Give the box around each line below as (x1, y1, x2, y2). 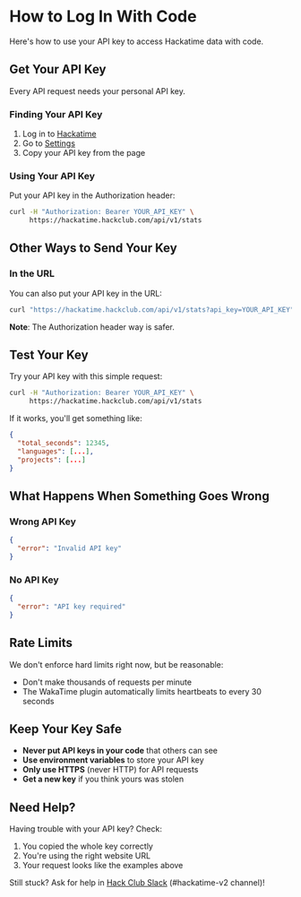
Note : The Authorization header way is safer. (9, 321, 175, 332)
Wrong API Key (9, 515, 76, 528)
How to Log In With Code (9, 6, 197, 27)
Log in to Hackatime (21, 128, 97, 140)
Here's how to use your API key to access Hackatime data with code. (9, 36, 264, 47)
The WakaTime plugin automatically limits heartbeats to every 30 (21, 686, 262, 696)
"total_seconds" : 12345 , (17, 439, 110, 448)
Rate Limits (9, 635, 73, 651)
